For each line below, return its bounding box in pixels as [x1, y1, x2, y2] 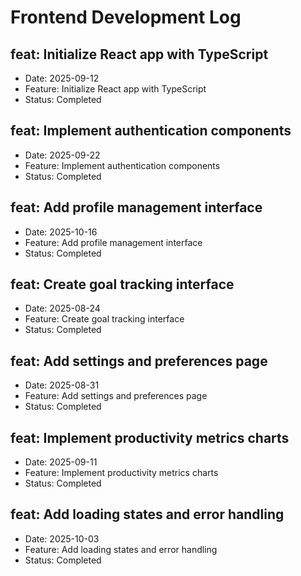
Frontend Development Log [10, 6, 242, 29]
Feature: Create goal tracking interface [24, 313, 185, 325]
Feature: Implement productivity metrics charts [24, 467, 219, 479]
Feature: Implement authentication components [24, 159, 221, 171]
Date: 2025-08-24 [24, 302, 101, 315]
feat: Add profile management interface [10, 199, 263, 216]
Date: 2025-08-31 [24, 379, 100, 391]
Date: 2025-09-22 [24, 149, 101, 161]
